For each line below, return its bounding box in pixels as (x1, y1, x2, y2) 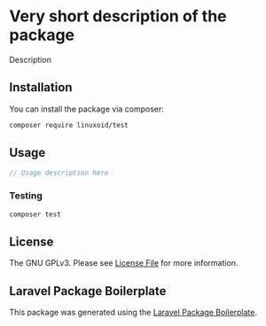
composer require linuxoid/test (9, 120, 129, 129)
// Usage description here (9, 168, 109, 178)
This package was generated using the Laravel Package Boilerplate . (9, 307, 258, 318)
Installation (9, 80, 73, 95)
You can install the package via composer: (9, 104, 164, 114)
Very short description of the (9, 6, 228, 27)
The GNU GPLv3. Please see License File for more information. (9, 258, 239, 268)
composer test (9, 210, 62, 219)
